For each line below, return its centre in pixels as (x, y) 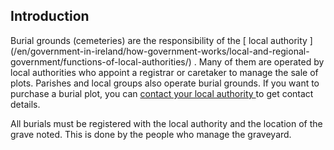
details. (25, 104)
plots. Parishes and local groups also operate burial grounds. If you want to (165, 83)
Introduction (50, 16)
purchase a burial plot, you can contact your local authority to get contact (162, 93)
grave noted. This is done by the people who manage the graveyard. (151, 134)
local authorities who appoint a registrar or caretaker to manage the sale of (164, 72)
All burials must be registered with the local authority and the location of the (166, 123)
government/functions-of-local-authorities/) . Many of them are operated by (167, 61)
